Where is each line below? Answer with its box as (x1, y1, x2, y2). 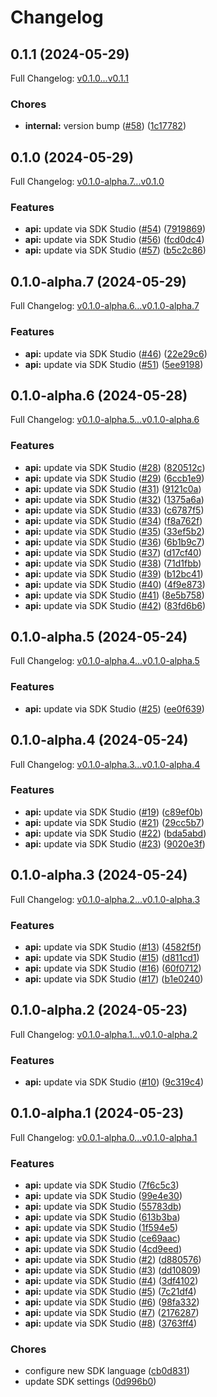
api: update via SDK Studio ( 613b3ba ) (24, 1211, 181, 1223)
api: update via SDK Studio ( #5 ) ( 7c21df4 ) (24, 1286, 197, 1298)
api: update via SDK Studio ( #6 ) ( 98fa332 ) (24, 1296, 200, 1308)
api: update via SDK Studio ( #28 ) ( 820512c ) (24, 461, 206, 473)
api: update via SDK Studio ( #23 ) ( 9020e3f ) (24, 837, 206, 850)
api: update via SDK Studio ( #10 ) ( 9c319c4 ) (24, 1076, 205, 1088)
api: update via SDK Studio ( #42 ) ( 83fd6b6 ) (24, 599, 207, 611)
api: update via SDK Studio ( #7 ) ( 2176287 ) (24, 1307, 200, 1319)
